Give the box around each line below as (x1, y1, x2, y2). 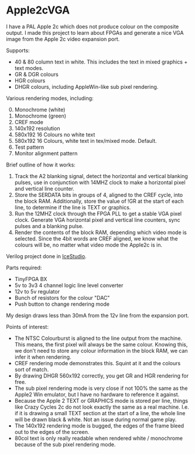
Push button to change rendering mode (14, 301, 110, 308)
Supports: (6, 46, 30, 54)
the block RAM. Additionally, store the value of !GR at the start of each (14, 198, 184, 205)
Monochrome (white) (14, 106, 66, 113)
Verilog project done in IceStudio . (6, 252, 87, 259)
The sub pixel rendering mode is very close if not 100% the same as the (14, 385, 188, 392)
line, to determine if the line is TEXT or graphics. (14, 203, 131, 211)
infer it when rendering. (14, 353, 71, 360)
